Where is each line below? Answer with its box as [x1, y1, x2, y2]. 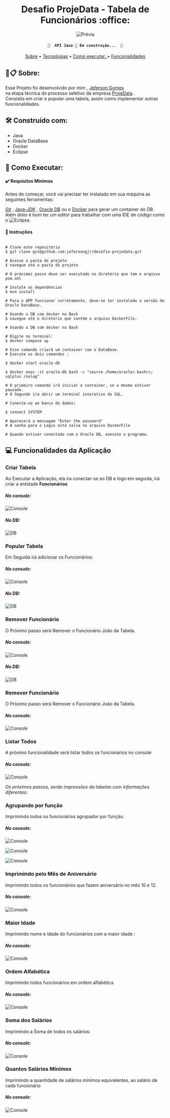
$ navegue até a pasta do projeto [5, 262, 79, 268]
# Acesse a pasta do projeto [5, 258, 67, 263]
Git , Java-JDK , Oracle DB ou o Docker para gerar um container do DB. [5, 206, 155, 212]
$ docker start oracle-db [5, 360, 60, 366]
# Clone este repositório [5, 244, 60, 250]
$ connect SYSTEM [5, 409, 42, 414]
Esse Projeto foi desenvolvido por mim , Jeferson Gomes [5, 85, 124, 91]
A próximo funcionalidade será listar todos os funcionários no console [5, 749, 152, 756]
